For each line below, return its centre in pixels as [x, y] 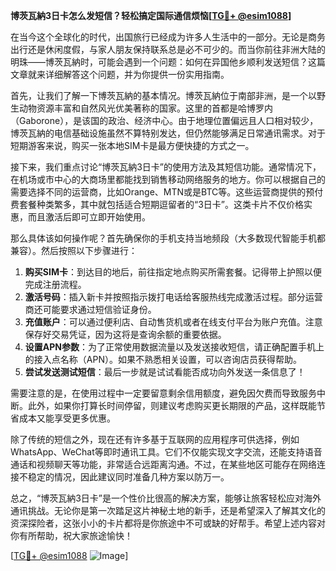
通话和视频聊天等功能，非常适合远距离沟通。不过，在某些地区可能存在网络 [163, 464]
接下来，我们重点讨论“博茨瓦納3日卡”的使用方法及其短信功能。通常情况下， [166, 167]
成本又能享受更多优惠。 [67, 418]
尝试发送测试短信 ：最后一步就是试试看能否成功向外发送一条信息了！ [165, 372]
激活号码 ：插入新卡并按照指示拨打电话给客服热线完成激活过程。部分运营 [173, 297]
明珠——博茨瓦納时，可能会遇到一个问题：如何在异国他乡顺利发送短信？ [159, 62]
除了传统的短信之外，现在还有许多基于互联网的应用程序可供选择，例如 [155, 439]
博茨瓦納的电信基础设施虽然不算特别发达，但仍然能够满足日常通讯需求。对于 [168, 133]
